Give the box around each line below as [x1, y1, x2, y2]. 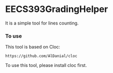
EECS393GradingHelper [5, 3, 108, 15]
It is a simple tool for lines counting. [5, 20, 79, 26]
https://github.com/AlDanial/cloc [5, 53, 78, 58]
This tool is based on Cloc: [5, 44, 60, 50]
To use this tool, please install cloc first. [5, 62, 87, 68]
